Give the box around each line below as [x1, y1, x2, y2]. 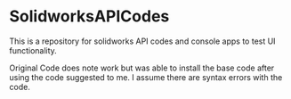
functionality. [9, 45, 58, 55]
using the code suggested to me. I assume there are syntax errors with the [9, 71, 283, 82]
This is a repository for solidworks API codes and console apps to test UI [9, 36, 276, 46]
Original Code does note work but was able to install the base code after [9, 62, 275, 73]
